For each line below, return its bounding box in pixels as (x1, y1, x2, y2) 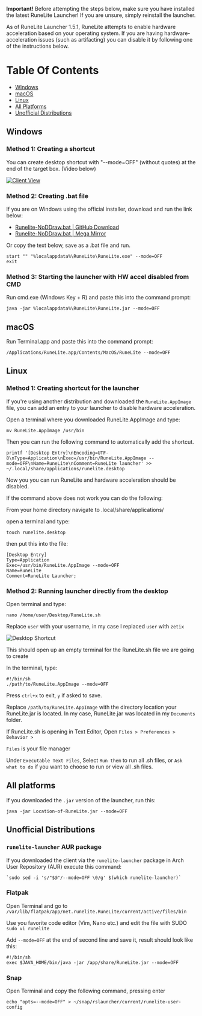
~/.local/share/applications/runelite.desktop (6, 465, 125, 471)
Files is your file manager (6, 745, 71, 752)
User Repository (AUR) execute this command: (6, 863, 122, 870)
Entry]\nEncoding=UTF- (52, 450, 109, 456)
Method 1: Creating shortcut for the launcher (6, 384, 139, 392)
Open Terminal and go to (6, 902, 68, 909)
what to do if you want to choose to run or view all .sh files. (6, 763, 153, 770)
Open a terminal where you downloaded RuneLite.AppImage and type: (6, 416, 180, 423)
